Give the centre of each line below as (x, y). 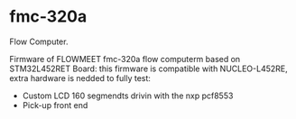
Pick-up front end (55, 105)
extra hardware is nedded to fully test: (80, 78)
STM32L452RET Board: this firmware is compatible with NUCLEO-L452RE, (149, 69)
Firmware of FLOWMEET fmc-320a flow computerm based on (125, 59)
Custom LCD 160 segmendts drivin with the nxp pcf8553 (128, 96)
